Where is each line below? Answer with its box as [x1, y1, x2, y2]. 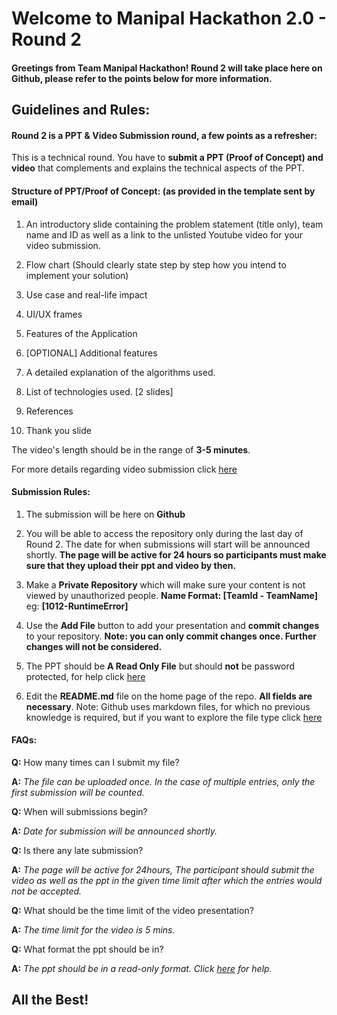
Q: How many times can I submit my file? [11, 756, 180, 768]
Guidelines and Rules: [11, 102, 151, 119]
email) [11, 195, 39, 207]
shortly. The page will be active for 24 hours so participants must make [25, 548, 327, 561]
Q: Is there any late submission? [11, 844, 144, 856]
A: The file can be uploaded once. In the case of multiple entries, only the [11, 775, 316, 787]
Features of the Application [25, 327, 138, 339]
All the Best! [11, 992, 89, 1009]
